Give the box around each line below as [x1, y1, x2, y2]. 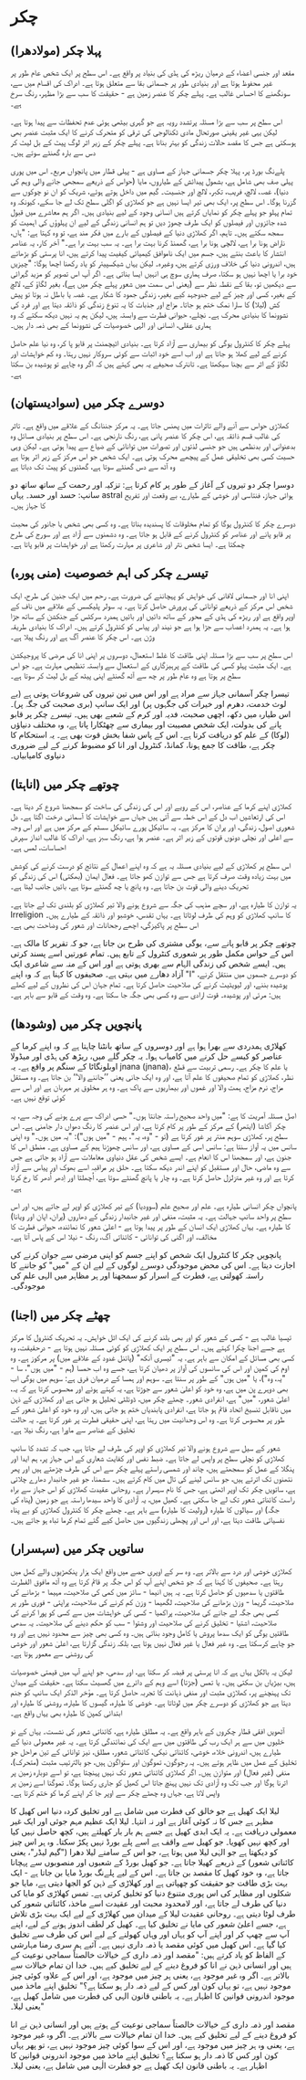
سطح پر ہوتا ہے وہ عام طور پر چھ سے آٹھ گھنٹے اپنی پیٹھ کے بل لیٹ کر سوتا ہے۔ [10, 670, 241, 681]
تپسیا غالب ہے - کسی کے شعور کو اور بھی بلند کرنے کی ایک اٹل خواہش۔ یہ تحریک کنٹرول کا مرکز [10, 1332, 292, 1343]
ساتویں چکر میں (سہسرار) [10, 1541, 145, 1557]
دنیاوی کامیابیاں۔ [10, 749, 66, 760]
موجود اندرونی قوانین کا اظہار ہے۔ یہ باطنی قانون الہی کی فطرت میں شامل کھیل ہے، [10, 1990, 295, 2001]
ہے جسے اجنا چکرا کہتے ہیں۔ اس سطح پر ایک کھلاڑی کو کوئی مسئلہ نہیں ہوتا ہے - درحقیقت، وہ [10, 1342, 285, 1353]
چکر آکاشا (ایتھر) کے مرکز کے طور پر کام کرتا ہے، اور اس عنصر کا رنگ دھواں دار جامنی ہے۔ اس [10, 1121, 286, 1132]
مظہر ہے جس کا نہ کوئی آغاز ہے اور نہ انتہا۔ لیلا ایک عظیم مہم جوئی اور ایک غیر [10, 1815, 274, 1826]
